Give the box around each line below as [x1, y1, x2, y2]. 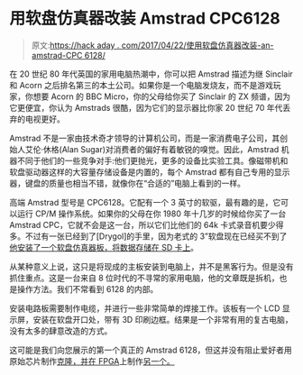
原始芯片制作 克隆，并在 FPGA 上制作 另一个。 [9, 355, 175, 366]
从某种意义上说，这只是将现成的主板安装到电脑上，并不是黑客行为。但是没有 [9, 261, 294, 271]
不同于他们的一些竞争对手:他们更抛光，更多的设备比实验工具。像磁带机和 [16, 155, 289, 166]
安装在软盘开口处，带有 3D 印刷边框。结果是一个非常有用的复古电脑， [32, 314, 293, 325]
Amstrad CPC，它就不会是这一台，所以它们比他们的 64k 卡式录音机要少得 [9, 219, 284, 230]
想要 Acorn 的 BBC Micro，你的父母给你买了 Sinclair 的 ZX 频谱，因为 [32, 91, 291, 102]
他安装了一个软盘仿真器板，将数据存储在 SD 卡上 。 [9, 242, 198, 252]
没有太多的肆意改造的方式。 [9, 325, 113, 336]
